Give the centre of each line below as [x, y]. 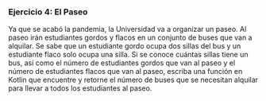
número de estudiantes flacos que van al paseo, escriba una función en [125, 72]
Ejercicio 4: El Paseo [48, 12]
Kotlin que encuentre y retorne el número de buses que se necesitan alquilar [133, 80]
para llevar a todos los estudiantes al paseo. [80, 88]
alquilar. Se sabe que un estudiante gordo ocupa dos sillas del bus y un [125, 46]
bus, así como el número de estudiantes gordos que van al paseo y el [122, 63]
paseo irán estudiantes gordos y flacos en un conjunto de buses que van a [130, 37]
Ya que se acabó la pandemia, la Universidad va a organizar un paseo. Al [127, 29]
